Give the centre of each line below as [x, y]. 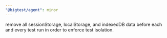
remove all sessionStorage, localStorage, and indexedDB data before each [84, 24]
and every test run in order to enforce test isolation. [59, 30]
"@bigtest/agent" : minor [32, 10]
